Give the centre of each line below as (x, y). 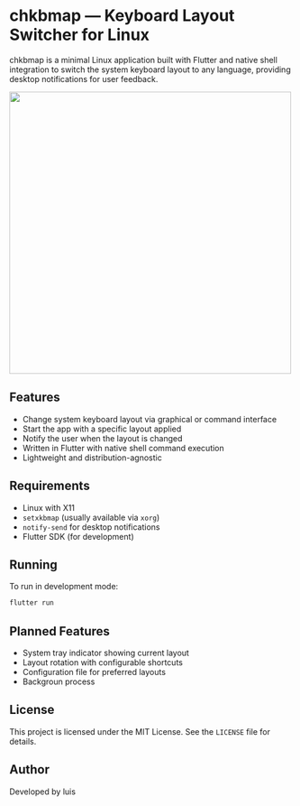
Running (34, 565)
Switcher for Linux (80, 35)
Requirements (50, 486)
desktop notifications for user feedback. (84, 79)
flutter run (32, 603)
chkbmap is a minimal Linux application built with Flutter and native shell (143, 60)
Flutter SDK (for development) (78, 536)
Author (29, 769)
